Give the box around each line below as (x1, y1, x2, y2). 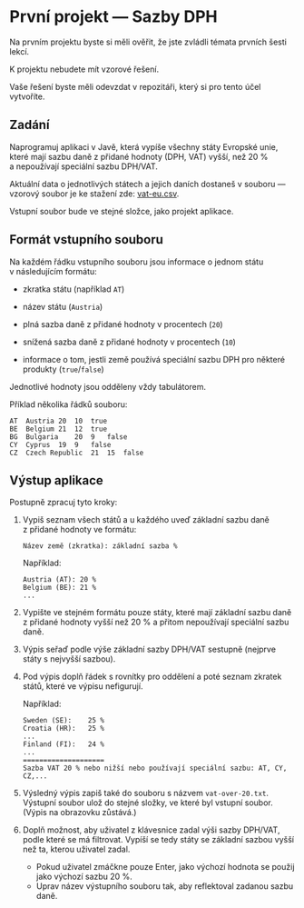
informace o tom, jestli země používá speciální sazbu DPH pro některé (22, 354, 286, 364)
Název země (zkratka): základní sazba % (22, 542, 178, 551)
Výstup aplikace (9, 473, 104, 488)
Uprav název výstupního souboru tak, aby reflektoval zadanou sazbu (35, 881, 294, 892)
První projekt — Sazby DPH (9, 6, 218, 27)
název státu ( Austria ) (22, 301, 103, 312)
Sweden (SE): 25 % (22, 716, 104, 725)
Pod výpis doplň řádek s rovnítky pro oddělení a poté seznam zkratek (22, 671, 282, 683)
